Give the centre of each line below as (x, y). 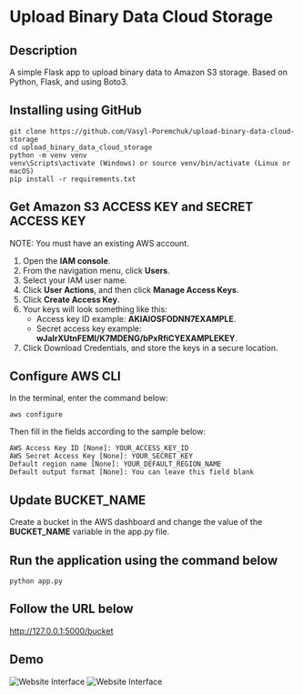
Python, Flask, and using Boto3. (69, 82)
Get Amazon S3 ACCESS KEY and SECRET (131, 207)
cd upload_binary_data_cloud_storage (81, 147)
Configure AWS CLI (65, 376)
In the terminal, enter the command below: (89, 398)
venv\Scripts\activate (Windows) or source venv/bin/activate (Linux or (150, 163)
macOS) (22, 171)
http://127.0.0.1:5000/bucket (61, 630)
